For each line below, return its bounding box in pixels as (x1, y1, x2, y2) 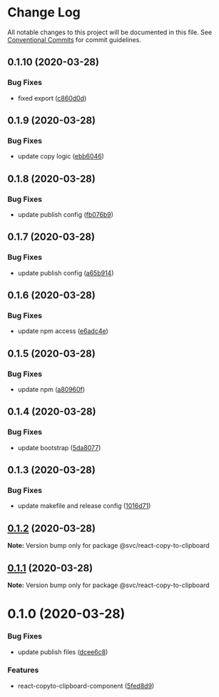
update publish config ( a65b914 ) (17, 268, 114, 277)
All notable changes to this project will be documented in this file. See (7, 28, 213, 36)
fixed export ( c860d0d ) (17, 93, 87, 102)
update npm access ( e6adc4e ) (17, 327, 108, 335)
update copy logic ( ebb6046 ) (17, 152, 105, 161)
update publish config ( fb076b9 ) (17, 210, 114, 218)
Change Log (7, 4, 81, 21)
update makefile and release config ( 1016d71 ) (17, 502, 151, 510)
